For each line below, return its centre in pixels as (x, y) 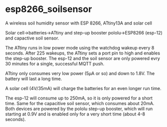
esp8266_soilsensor (49, 9)
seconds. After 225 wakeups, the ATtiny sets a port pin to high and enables (83, 53)
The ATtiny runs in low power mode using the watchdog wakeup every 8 (80, 47)
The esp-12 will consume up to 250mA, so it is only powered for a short (79, 98)
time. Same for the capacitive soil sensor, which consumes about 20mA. (80, 103)
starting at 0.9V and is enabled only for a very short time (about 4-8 (75, 114)
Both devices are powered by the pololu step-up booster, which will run (79, 108)
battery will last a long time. (34, 78)
